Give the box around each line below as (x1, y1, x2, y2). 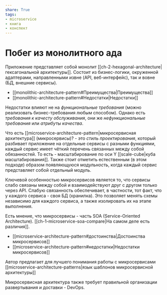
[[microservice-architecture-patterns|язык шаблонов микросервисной (5, 264, 153, 270)
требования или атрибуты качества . (5, 120, 84, 126)
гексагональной (5, 69, 39, 75)
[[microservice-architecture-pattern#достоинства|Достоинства (12, 233, 146, 240)
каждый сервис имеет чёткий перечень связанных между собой (5, 146, 145, 152)
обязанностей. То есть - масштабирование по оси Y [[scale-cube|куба (5, 151, 156, 157)
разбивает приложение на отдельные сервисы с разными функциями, (5, 141, 156, 147)
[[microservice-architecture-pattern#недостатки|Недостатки (12, 244, 140, 250)
